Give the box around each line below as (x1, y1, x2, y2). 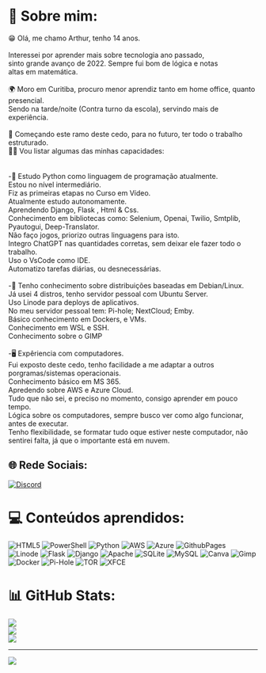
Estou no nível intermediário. (8, 180, 101, 189)
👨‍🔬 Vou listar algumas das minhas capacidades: (8, 146, 165, 155)
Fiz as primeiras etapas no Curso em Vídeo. (8, 188, 151, 197)
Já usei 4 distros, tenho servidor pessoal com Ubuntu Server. (8, 289, 208, 298)
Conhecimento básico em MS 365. (8, 376, 121, 386)
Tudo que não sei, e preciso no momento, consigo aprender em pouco (8, 394, 238, 403)
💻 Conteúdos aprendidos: (8, 508, 184, 527)
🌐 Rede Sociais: (8, 458, 88, 472)
